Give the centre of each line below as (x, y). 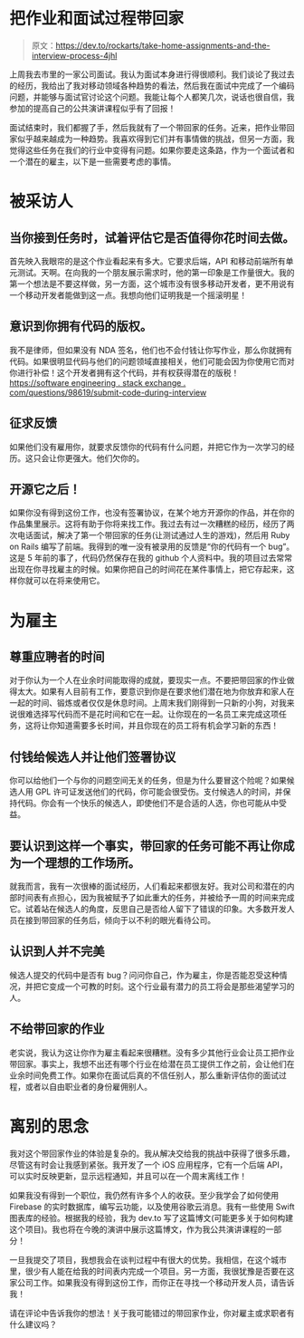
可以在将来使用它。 (69, 581)
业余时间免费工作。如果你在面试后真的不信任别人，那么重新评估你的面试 (144, 1075)
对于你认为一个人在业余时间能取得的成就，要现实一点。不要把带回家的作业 (148, 680)
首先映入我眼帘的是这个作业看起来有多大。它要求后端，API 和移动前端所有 (148, 261)
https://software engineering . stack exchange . (98, 382)
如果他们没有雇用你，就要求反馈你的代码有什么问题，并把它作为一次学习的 (148, 447)
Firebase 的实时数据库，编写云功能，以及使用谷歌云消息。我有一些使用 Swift (152, 1207)
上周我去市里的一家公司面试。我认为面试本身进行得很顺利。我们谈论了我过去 (152, 74)
